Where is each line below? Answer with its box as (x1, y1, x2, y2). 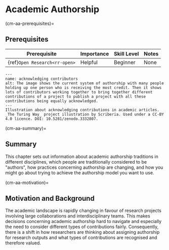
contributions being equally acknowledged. (5, 98, 99, 104)
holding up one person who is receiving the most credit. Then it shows (5, 85, 162, 90)
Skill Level (113, 50, 139, 57)
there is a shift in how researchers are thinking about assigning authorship (5, 229, 160, 235)
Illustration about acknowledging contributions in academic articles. (5, 107, 159, 112)
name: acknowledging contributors (5, 76, 78, 81)
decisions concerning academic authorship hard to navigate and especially (5, 218, 162, 225)
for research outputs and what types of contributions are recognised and (5, 235, 157, 241)
